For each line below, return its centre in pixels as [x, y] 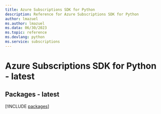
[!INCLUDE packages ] [27, 106]
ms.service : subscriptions [33, 42]
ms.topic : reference [26, 32]
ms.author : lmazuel [25, 23]
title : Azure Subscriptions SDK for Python [50, 10]
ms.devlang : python [25, 37]
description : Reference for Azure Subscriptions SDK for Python [72, 14]
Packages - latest [32, 95]
